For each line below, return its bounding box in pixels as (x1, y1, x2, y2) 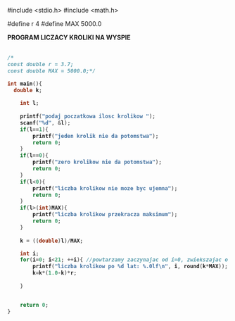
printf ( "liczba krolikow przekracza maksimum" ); (32, 211, 178, 218)
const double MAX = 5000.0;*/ (7, 67, 96, 75)
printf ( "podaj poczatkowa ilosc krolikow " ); (20, 113, 156, 120)
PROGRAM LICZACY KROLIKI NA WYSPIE (7, 33, 131, 42)
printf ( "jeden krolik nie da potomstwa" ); (32, 132, 159, 139)
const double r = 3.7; (7, 61, 74, 68)
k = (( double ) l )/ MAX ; (20, 237, 83, 244)
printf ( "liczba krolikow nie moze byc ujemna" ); (32, 184, 178, 192)
